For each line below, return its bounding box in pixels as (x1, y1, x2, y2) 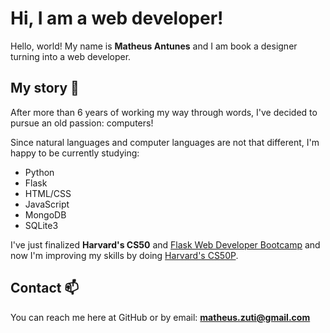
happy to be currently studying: (10, 147, 140, 159)
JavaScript (24, 198, 70, 210)
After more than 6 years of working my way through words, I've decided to (10, 106, 318, 118)
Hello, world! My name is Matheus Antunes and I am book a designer (10, 40, 298, 52)
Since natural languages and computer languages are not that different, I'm (10, 136, 320, 148)
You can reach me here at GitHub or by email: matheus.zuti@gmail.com (10, 311, 311, 323)
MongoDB (24, 208, 67, 221)
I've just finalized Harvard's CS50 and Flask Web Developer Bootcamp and (10, 238, 321, 251)
